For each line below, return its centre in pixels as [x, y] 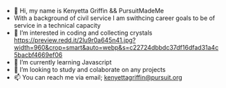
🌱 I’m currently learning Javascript [63, 62]
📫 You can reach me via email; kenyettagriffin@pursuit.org [98, 77]
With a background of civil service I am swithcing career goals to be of [114, 18]
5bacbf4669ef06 [38, 55]
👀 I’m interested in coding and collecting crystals [83, 33]
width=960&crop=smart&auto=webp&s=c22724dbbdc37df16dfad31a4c [116, 47]
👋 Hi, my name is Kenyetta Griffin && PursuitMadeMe [89, 11]
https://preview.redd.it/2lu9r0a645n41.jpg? [75, 40]
